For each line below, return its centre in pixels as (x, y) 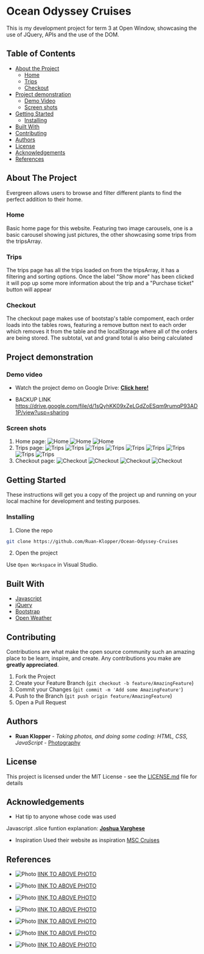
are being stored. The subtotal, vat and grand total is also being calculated (100, 338)
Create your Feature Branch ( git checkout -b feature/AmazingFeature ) (104, 683)
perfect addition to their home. (45, 199)
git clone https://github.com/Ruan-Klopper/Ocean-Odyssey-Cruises (92, 541)
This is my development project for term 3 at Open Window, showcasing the (101, 28)
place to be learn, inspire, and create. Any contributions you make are (94, 658)
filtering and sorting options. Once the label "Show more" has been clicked (100, 277)
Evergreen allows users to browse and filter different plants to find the (94, 192)
